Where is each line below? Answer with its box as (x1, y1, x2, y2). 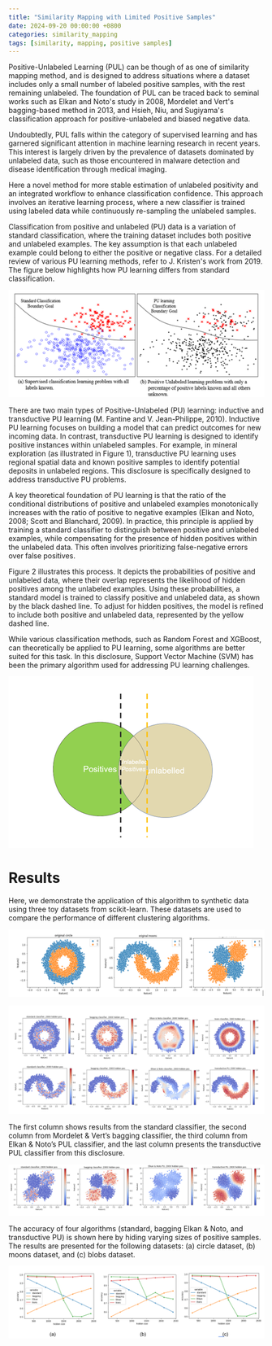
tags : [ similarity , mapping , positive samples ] (8, 39, 173, 47)
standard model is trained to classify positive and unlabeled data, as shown (8, 592, 261, 602)
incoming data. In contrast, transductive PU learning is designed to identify (8, 431, 259, 441)
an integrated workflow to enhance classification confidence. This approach (8, 189, 264, 199)
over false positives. (8, 550, 76, 561)
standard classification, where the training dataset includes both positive (8, 230, 252, 240)
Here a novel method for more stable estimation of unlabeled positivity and (8, 180, 258, 190)
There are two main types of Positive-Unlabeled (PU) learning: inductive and (8, 405, 264, 415)
